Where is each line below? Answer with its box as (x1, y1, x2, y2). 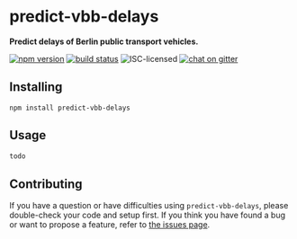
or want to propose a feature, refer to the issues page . (9, 219, 211, 230)
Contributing (9, 176, 83, 191)
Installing (9, 79, 63, 95)
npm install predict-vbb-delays (9, 103, 130, 112)
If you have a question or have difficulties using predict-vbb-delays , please (9, 200, 289, 211)
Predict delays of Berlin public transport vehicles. (9, 36, 199, 47)
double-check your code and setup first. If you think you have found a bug (9, 209, 286, 221)
